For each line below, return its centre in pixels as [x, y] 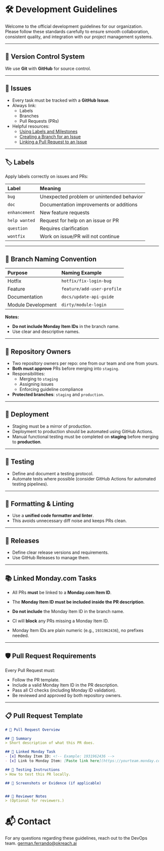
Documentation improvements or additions [89, 205]
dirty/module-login [84, 305]
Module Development [32, 305]
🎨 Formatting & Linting [40, 504]
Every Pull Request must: [30, 670]
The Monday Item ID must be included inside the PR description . [78, 602]
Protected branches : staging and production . [58, 394]
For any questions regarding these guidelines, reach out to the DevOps [76, 838]
